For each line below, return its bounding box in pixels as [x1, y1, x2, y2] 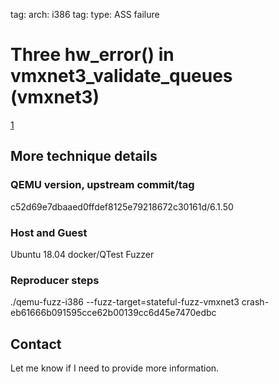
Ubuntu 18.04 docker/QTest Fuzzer [10, 248, 155, 260]
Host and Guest [10, 225, 88, 239]
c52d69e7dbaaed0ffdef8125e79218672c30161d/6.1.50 [10, 200, 234, 213]
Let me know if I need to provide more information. [10, 362, 220, 374]
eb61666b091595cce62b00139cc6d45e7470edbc [10, 307, 217, 319]
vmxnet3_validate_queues [10, 65, 233, 88]
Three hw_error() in [10, 44, 175, 66]
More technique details [10, 148, 158, 165]
